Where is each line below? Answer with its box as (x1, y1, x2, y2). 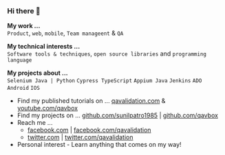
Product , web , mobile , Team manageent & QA (7, 29, 124, 37)
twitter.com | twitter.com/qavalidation (27, 133, 133, 141)
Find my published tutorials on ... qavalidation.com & (17, 97, 166, 105)
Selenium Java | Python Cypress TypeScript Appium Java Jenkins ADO (7, 77, 202, 84)
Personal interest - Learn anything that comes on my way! (17, 141, 182, 149)
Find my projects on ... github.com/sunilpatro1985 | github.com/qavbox (17, 111, 219, 119)
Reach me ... (17, 119, 53, 127)
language (7, 57, 32, 64)
